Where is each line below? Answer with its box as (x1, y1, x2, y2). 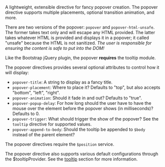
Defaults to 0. (12, 111, 40, 117)
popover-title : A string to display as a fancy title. (12, 79, 113, 85)
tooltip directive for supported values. (12, 121, 92, 127)
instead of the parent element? (12, 132, 75, 137)
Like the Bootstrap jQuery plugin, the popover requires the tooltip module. (5, 55, 156, 61)
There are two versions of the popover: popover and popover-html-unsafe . (5, 24, 155, 30)
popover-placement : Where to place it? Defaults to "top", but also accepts (12, 84, 161, 90)
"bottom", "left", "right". (12, 90, 60, 95)
